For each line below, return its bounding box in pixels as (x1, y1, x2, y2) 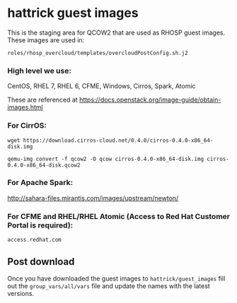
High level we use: (7, 66, 72, 76)
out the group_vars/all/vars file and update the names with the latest (7, 281, 210, 290)
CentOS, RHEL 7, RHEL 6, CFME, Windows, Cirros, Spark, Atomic (7, 82, 196, 90)
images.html (7, 103, 44, 112)
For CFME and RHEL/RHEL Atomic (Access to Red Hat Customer (7, 211, 230, 221)
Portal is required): (7, 220, 74, 230)
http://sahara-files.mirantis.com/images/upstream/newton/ (7, 194, 179, 202)
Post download (7, 256, 75, 268)
